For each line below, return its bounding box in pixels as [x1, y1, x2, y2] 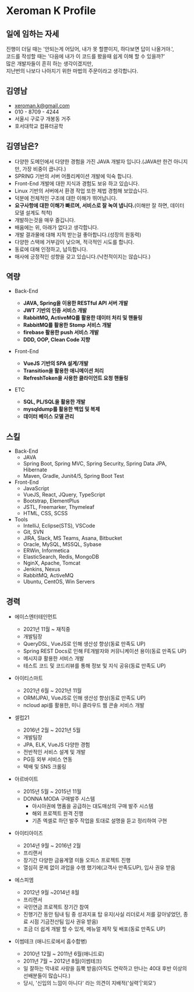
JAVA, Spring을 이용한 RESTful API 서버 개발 [23, 299, 128, 306]
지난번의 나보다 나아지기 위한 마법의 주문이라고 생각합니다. [6, 67, 139, 74]
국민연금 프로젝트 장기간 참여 [23, 904, 89, 911]
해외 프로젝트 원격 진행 [31, 810, 84, 817]
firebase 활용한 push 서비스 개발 [23, 329, 99, 336]
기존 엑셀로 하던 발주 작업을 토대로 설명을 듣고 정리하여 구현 [31, 817, 167, 824]
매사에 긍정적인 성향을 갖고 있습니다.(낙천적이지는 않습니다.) [14, 253, 151, 260]
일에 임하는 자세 [6, 29, 59, 39]
